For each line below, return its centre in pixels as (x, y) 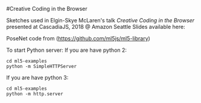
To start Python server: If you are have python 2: (66, 50)
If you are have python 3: (37, 77)
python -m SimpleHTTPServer (42, 66)
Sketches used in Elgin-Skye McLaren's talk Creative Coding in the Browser (101, 20)
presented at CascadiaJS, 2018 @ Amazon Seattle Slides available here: (96, 27)
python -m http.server (35, 94)
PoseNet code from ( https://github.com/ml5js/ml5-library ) (78, 38)
